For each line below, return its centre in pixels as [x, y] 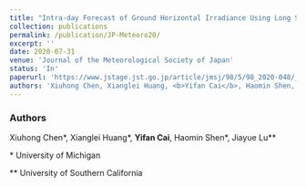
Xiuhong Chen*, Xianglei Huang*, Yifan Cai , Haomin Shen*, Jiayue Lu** [143, 137]
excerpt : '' [32, 43]
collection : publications [58, 26]
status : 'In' [34, 69]
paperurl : [28, 78]
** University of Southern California [76, 172]
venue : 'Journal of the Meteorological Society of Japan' [122, 60]
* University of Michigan [55, 155]
